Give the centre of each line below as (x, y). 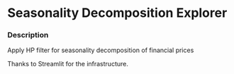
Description (28, 35)
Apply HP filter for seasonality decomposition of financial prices (101, 50)
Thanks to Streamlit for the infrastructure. (68, 64)
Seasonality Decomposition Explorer (117, 13)
